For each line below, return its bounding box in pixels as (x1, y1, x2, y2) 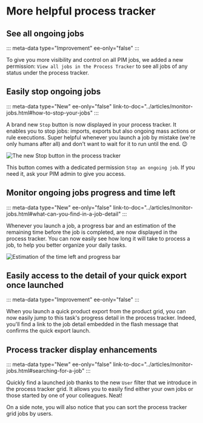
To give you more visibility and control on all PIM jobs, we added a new (6, 56, 184, 63)
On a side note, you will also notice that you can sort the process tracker (6, 404, 187, 411)
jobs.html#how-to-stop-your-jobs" (6, 109, 93, 116)
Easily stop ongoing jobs (6, 87, 101, 97)
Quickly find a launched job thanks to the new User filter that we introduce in (6, 379, 197, 386)
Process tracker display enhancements (6, 344, 158, 355)
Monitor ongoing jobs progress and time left (6, 188, 176, 198)
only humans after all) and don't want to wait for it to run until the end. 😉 (6, 140, 188, 147)
